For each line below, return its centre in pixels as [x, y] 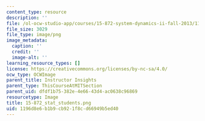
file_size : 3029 [27, 29]
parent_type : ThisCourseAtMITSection [54, 86]
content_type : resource [37, 12]
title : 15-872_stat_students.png [49, 103]
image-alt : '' [30, 57]
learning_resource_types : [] [43, 63]
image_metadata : [27, 40]
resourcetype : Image [33, 97]
